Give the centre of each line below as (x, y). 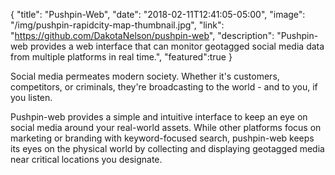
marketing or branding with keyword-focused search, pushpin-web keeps (162, 138)
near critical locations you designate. (86, 159)
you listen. (31, 97)
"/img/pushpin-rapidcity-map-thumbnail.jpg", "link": (117, 25)
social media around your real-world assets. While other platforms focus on (166, 127)
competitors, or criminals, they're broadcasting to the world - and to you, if (164, 87)
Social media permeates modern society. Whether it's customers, (145, 76)
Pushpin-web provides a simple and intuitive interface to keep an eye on (159, 117)
